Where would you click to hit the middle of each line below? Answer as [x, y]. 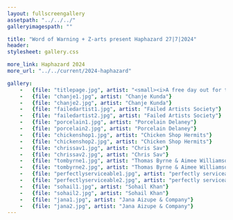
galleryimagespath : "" [40, 26]
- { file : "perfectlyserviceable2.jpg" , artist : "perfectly [110, 180]
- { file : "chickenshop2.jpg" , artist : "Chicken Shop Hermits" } [116, 142]
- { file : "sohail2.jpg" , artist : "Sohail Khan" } [94, 193]
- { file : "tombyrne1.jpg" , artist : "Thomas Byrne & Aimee [108, 161]
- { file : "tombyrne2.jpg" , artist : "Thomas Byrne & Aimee [108, 167]
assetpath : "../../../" [42, 20]
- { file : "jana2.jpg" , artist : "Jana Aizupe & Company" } [107, 206]
